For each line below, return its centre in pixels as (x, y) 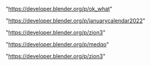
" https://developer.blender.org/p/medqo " (57, 44)
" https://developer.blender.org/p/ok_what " (59, 9)
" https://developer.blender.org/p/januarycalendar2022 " (75, 20)
